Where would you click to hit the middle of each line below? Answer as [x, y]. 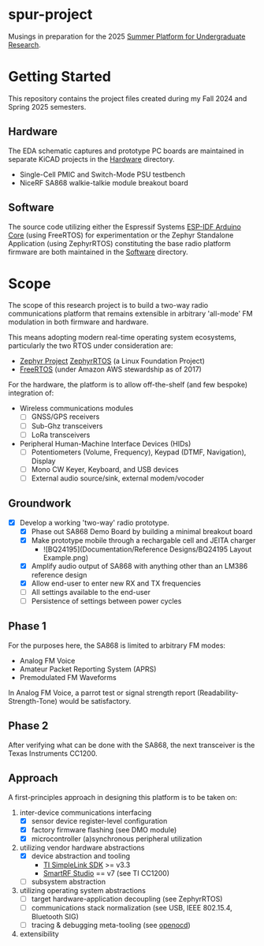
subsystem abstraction [69, 881]
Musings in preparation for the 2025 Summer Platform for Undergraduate [127, 36]
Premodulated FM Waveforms [68, 677]
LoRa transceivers [61, 435]
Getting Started [60, 77]
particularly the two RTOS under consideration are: [91, 346]
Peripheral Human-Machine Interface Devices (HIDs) [105, 443]
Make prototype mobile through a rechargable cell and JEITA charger [143, 540]
